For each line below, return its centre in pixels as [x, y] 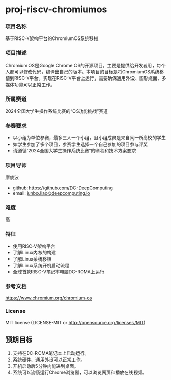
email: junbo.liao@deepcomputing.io [51, 193]
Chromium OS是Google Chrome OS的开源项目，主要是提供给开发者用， [81, 65]
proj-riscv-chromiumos [56, 9]
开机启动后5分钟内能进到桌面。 [46, 366]
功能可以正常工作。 [34, 84]
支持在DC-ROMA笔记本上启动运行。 [51, 353]
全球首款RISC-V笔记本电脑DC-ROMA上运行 [58, 272]
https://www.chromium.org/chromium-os [49, 298]
